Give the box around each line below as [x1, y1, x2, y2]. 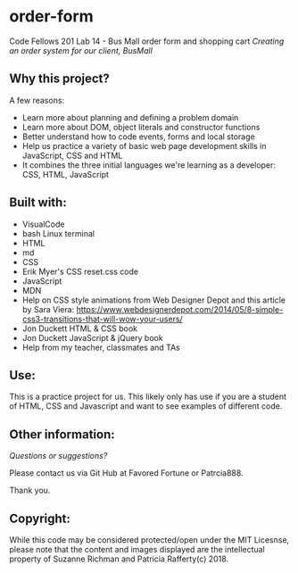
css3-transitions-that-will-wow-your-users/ [21, 313, 183, 324]
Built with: [9, 195, 67, 211]
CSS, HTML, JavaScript [21, 169, 110, 179]
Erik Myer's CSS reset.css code [21, 266, 139, 277]
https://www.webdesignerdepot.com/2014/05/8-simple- [76, 303, 284, 314]
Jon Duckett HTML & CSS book [21, 323, 138, 334]
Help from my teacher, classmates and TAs [21, 342, 180, 353]
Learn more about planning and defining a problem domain [21, 112, 239, 122]
